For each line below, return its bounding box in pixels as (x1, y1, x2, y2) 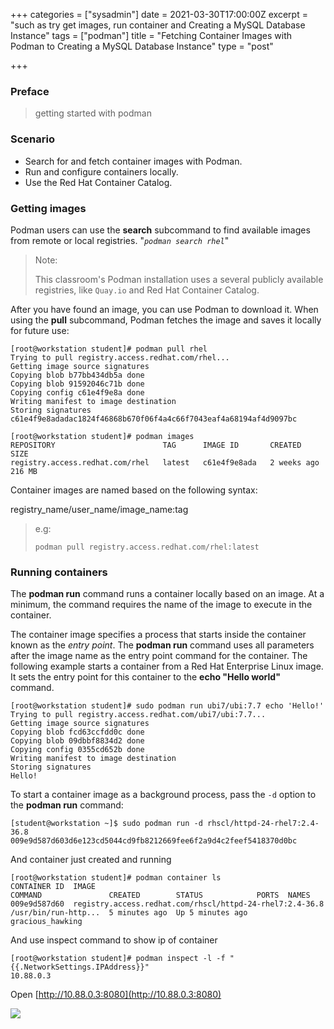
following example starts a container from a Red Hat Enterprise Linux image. (10, 660, 324, 673)
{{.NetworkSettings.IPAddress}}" (10, 962, 150, 973)
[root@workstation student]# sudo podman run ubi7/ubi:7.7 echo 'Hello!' (10, 701, 325, 711)
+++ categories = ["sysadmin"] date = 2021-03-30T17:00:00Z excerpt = (10, 9, 308, 20)
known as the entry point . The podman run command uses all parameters (10, 639, 315, 651)
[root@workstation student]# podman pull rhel (10, 344, 208, 354)
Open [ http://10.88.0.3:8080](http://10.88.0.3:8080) (10, 989, 222, 1001)
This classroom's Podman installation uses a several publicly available (34, 273, 324, 285)
